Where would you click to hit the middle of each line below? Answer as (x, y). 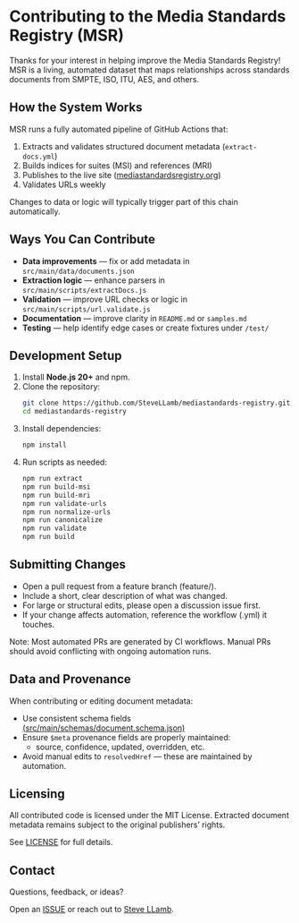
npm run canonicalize (62, 520)
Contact (32, 870)
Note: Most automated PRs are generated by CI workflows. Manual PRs (140, 641)
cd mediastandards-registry (74, 412)
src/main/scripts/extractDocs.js (84, 290)
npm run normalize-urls (66, 512)
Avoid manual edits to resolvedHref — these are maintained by (137, 756)
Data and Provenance (70, 679)
